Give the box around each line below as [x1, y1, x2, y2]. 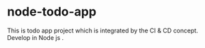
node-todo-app [7, 4, 97, 20]
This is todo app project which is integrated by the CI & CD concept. [7, 26, 198, 34]
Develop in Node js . [7, 33, 64, 41]
